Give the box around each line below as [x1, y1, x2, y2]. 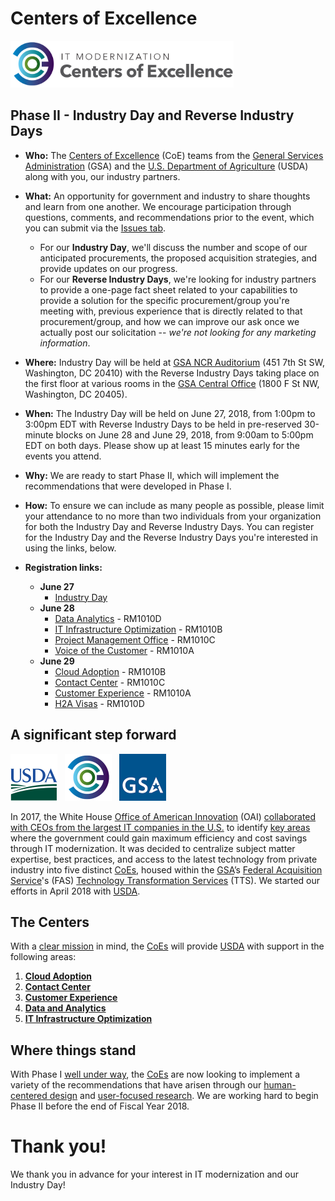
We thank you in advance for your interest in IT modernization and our [10, 1168, 299, 1181]
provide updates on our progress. [39, 262, 178, 274]
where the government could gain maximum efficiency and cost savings [10, 832, 308, 844]
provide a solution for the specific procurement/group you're [39, 294, 290, 306]
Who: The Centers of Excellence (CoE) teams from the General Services [24, 149, 324, 161]
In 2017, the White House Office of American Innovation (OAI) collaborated [10, 810, 317, 822]
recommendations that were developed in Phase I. [24, 480, 232, 492]
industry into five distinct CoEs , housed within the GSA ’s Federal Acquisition [10, 863, 323, 876]
